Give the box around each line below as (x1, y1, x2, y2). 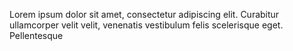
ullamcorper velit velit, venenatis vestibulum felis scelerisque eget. (9, 19, 284, 31)
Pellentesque (9, 30, 64, 41)
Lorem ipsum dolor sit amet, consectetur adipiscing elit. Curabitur (9, 9, 280, 20)
